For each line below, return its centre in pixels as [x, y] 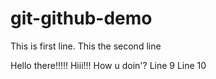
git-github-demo [81, 18]
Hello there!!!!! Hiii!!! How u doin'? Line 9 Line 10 [108, 65]
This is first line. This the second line [86, 46]
